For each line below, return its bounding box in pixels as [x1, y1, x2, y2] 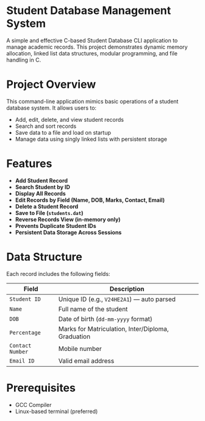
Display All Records [15, 189, 66, 197]
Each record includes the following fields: [6, 270, 110, 277]
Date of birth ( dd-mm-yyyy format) [58, 314, 153, 323]
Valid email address [58, 356, 115, 365]
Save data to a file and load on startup [15, 129, 112, 136]
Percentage [9, 329, 41, 336]
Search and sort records [15, 122, 77, 130]
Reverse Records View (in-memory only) [15, 216, 121, 223]
